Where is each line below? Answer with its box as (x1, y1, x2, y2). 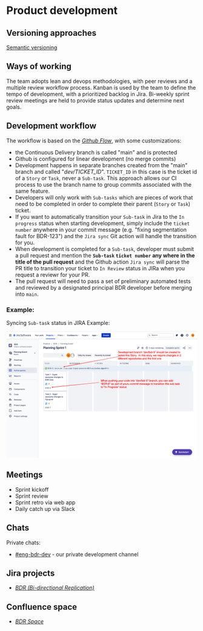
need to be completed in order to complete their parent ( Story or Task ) (15, 200, 191, 207)
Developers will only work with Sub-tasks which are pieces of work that (15, 193, 193, 201)
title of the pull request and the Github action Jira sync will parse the (15, 258, 190, 265)
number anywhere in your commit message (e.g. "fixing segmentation (15, 225, 187, 233)
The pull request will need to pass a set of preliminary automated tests (15, 277, 191, 285)
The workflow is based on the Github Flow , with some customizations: (6, 137, 182, 144)
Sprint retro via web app (15, 498, 76, 506)
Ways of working (6, 61, 72, 72)
